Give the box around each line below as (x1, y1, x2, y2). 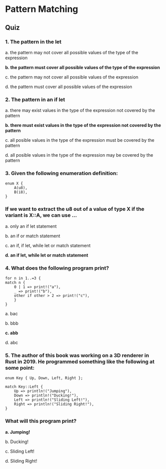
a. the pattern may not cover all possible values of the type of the (5, 49, 139, 55)
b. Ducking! (5, 439, 29, 445)
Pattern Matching (5, 3, 78, 15)
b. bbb (5, 320, 19, 326)
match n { (5, 280, 26, 285)
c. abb (5, 330, 18, 336)
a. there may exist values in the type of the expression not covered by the (5, 107, 155, 113)
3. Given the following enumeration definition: (5, 170, 118, 177)
